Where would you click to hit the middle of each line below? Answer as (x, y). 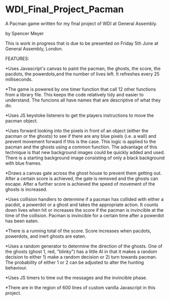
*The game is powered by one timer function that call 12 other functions (81, 89)
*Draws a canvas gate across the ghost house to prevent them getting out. (83, 173)
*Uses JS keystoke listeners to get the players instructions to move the (79, 115)
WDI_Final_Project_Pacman (65, 9)
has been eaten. (22, 221)
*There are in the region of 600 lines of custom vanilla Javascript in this (80, 287)
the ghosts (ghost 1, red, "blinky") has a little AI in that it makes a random (81, 252)
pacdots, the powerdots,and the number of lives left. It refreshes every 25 (82, 74)
